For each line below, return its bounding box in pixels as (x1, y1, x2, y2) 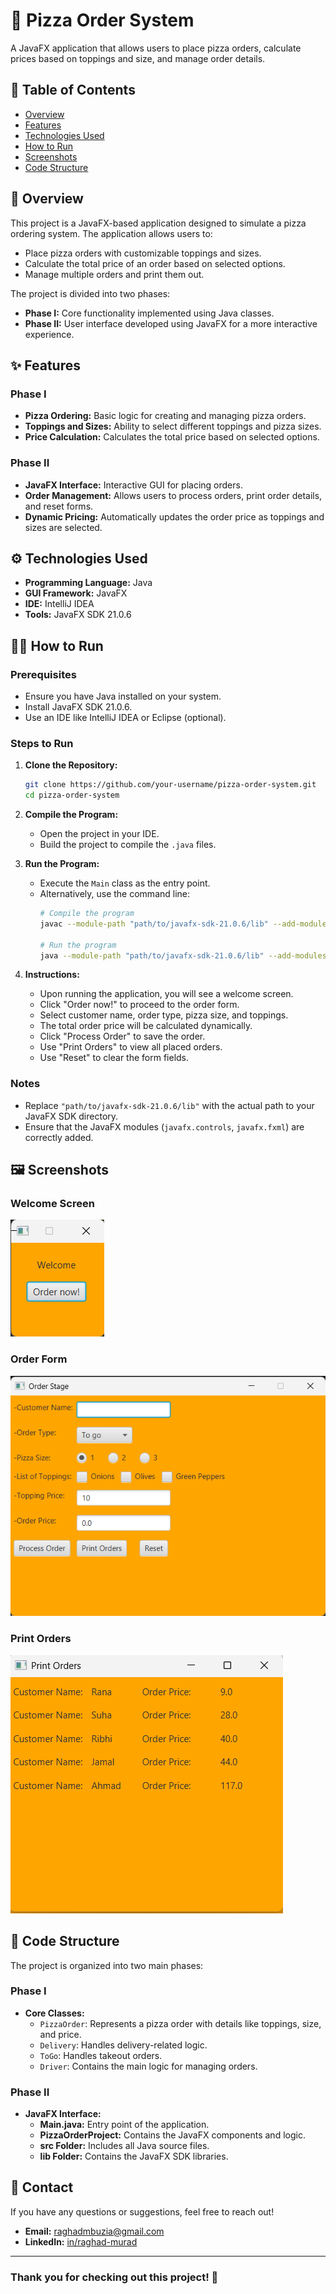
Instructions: (24, 969, 80, 981)
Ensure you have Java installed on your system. (24, 690, 222, 703)
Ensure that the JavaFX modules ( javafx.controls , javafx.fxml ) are (24, 1120, 305, 1133)
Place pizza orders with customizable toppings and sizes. (24, 247, 262, 259)
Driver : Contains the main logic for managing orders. (39, 2060, 258, 2072)
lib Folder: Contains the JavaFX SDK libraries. (39, 2150, 229, 2163)
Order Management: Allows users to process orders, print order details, (24, 489, 323, 501)
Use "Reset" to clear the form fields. (39, 1052, 190, 1064)
